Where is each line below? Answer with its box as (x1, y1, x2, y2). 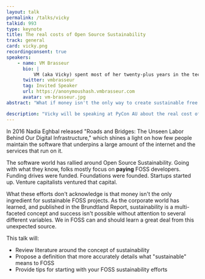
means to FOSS (15, 259, 55, 266)
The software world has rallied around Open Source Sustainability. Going (6, 159, 189, 166)
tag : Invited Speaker (22, 83, 78, 89)
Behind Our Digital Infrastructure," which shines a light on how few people (6, 134, 192, 141)
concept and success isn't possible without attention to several (27, 209, 186, 217)
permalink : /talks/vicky (6, 15, 70, 21)
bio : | (22, 65, 40, 72)
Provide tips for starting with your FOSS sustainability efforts (15, 266, 168, 273)
